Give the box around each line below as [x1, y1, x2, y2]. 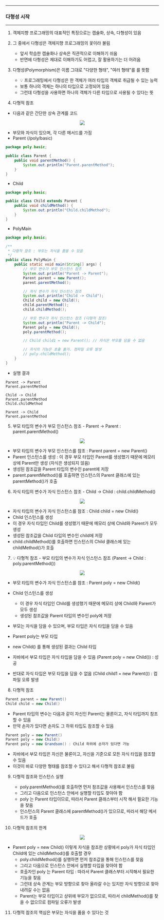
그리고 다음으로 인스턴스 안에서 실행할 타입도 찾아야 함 [19, 790, 123, 796]
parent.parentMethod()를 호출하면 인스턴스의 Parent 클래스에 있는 [12, 472, 141, 478]
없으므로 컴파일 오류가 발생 [30, 899, 81, 905]
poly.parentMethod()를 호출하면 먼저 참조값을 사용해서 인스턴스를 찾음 [19, 784, 155, 790]
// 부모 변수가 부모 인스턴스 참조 [23, 267, 82, 272]
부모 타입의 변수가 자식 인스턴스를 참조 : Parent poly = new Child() [12, 580, 141, 586]
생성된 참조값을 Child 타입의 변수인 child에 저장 [12, 532, 103, 538]
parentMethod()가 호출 [12, 478, 57, 484]
